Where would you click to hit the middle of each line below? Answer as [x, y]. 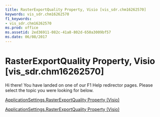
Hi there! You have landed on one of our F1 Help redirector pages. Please [79, 85]
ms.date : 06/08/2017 [26, 37]
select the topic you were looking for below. [49, 90]
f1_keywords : [18, 19]
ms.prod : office [22, 28]
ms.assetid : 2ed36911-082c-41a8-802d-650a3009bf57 [58, 32]
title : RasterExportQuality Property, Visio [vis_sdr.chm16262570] [76, 10]
